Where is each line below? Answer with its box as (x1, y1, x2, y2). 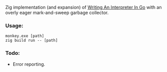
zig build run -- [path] (5, 38, 58, 43)
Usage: (5, 22, 24, 29)
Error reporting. (12, 61, 45, 67)
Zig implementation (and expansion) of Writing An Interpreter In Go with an (5, 5, 162, 10)
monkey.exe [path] (5, 34, 44, 39)
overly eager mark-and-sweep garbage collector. (5, 10, 109, 16)
